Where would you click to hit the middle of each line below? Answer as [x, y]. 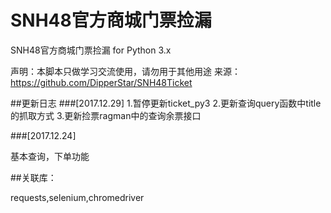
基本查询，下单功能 [50, 156]
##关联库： [33, 177]
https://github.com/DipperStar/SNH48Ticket [101, 82]
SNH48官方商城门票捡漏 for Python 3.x [91, 50]
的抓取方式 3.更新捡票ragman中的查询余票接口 [106, 115]
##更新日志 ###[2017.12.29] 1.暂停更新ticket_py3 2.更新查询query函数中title [166, 103]
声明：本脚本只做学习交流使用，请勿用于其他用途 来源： [125, 71]
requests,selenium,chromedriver [77, 197]
